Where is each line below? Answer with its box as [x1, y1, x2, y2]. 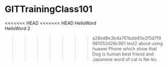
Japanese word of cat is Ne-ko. [92, 56, 158, 62]
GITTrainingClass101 [5, 3, 93, 15]
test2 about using [127, 40, 163, 46]
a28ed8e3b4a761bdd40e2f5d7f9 [92, 35, 161, 41]
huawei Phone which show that [92, 45, 157, 51]
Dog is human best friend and [92, 51, 154, 57]
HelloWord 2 [5, 25, 31, 31]
